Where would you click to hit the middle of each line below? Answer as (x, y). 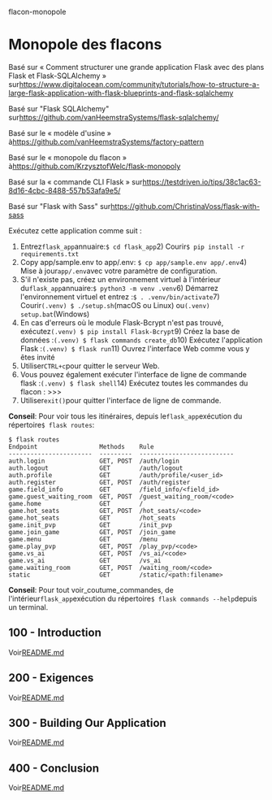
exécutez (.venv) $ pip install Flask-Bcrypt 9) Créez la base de (130, 331)
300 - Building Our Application (87, 723)
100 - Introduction (55, 633)
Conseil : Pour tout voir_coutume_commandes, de (91, 589)
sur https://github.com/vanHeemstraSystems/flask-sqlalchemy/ (114, 117)
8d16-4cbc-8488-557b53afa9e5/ (65, 190)
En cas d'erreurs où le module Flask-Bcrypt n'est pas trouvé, (122, 322)
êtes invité (37, 357)
